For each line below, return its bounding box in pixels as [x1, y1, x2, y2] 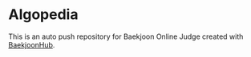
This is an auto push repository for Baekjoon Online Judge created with [8, 32, 244, 41]
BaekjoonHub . [8, 40, 55, 49]
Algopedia [8, 6, 79, 24]
